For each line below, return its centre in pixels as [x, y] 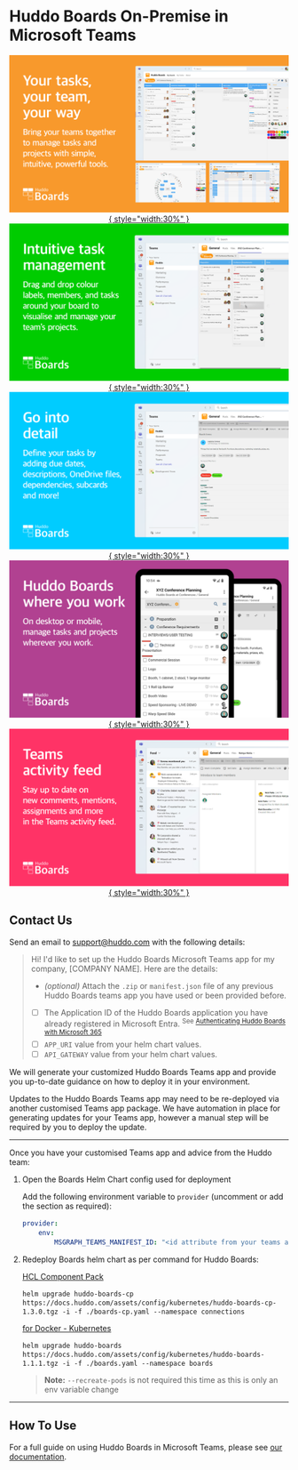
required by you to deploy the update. [78, 1128]
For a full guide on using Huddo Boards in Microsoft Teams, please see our [146, 1447]
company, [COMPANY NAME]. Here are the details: [125, 968]
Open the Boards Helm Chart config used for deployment [126, 1179]
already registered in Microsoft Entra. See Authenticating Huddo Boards [165, 1023]
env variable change [82, 1389]
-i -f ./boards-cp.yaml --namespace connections [153, 1312]
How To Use [43, 1426]
